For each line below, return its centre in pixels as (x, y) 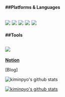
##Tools (14, 35)
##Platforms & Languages (33, 7)
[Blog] (11, 69)
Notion (12, 60)
